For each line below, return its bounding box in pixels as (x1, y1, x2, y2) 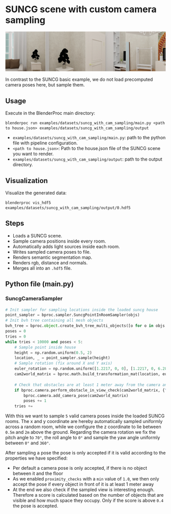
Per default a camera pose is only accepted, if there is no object (12, 465, 148, 471)
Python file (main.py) (5, 280, 74, 288)
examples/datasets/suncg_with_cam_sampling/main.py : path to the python (12, 135, 166, 141)
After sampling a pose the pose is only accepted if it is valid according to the (5, 450, 166, 456)
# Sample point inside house (14, 345, 76, 350)
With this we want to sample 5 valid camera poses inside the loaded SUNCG (5, 413, 165, 419)
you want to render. (12, 151, 54, 157)
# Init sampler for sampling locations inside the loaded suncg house (5, 307, 158, 312)
